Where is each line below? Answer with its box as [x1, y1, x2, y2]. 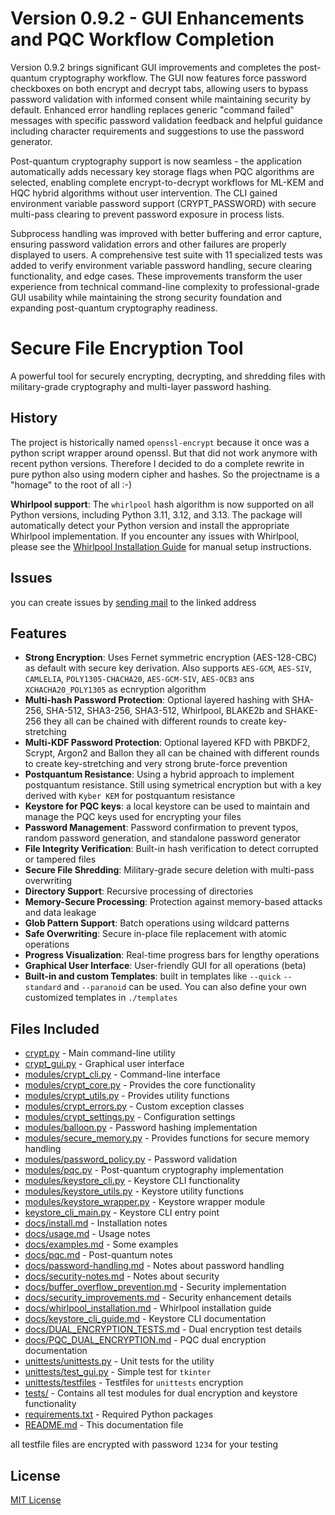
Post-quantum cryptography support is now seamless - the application [10, 155, 302, 167]
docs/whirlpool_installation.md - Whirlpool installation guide [24, 1302, 272, 1314]
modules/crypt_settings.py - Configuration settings [24, 1111, 236, 1123]
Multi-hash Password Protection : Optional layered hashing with [24, 694, 290, 706]
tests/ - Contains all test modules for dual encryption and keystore [24, 1387, 298, 1399]
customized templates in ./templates [24, 992, 178, 1004]
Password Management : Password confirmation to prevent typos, [24, 822, 299, 834]
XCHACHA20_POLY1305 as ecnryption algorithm [24, 683, 207, 696]
